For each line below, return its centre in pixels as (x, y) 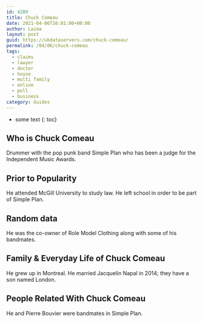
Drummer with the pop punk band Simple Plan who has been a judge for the (101, 153)
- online (23, 85)
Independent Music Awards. (41, 159)
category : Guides (28, 102)
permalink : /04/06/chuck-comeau (47, 46)
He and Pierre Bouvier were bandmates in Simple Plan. (75, 313)
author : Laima (24, 29)
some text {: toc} (36, 119)
